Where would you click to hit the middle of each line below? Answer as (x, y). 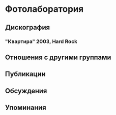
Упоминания (26, 108)
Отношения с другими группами (58, 57)
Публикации (25, 74)
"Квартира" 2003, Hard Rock (41, 41)
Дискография (28, 27)
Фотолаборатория (44, 9)
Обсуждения (26, 91)
